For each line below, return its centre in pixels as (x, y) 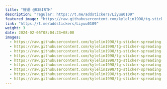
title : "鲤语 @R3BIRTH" (29, 10)
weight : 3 (15, 28)
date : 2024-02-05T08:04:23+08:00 (40, 33)
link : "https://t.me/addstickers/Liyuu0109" (52, 23)
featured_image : (22, 19)
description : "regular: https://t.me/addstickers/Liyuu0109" (70, 14)
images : (13, 38)
